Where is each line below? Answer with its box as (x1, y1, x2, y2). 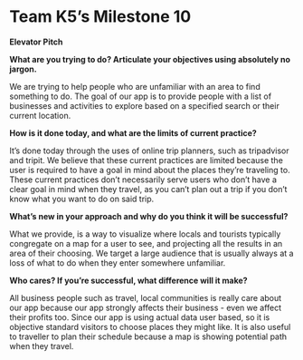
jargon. (9, 63, 38, 74)
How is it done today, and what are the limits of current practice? (9, 127, 258, 138)
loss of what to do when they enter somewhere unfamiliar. (9, 257, 226, 268)
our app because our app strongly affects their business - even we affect (9, 302, 282, 313)
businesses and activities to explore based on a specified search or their (9, 100, 280, 111)
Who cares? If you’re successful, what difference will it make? (9, 275, 248, 286)
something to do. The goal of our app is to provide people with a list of (9, 91, 272, 102)
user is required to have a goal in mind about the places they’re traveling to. (9, 164, 291, 175)
